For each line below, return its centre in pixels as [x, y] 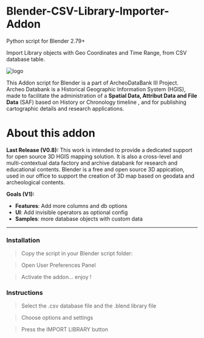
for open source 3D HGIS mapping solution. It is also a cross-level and [94, 156]
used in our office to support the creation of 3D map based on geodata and [100, 176]
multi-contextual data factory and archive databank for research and [92, 163]
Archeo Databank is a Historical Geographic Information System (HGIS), [96, 89]
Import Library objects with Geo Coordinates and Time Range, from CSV [97, 52]
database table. [26, 59]
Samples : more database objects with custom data [79, 219]
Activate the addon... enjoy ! [56, 277]
